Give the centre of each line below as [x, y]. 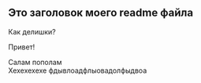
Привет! [22, 47]
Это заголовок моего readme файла [101, 13]
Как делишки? [32, 31]
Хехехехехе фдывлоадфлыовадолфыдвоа [78, 70]
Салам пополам [35, 62]
